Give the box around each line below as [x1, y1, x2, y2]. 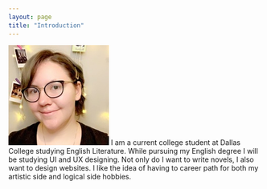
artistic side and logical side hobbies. [8, 171, 132, 181]
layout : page [8, 13, 52, 21]
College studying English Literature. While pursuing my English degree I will [8, 146, 259, 155]
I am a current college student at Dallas [110, 137, 241, 147]
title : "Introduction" [8, 21, 84, 30]
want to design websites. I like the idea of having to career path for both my [8, 163, 259, 172]
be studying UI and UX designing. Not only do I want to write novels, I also [8, 155, 255, 164]
